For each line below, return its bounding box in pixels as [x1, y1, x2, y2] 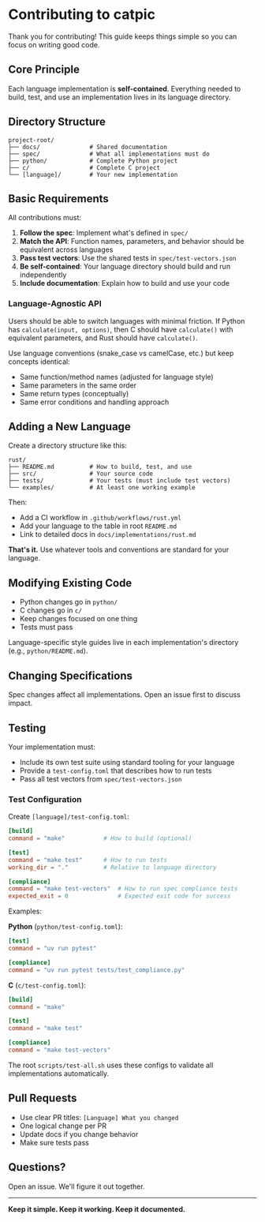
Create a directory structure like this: [8, 440, 128, 451]
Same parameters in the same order [19, 380, 136, 390]
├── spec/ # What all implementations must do [8, 150, 211, 158]
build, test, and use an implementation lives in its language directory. [8, 92, 231, 102]
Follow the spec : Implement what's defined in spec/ [19, 228, 188, 238]
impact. [8, 699, 33, 708]
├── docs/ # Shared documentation [8, 143, 168, 151]
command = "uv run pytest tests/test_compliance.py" [8, 965, 185, 974]
